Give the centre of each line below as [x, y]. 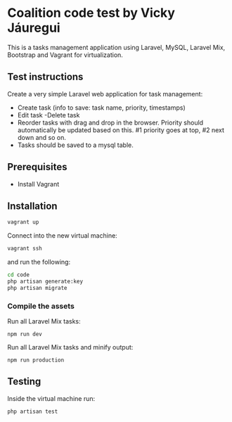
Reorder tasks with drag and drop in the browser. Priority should [110, 122]
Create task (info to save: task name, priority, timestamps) [102, 108]
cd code [19, 275]
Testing [24, 382]
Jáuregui [34, 28]
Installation [32, 206]
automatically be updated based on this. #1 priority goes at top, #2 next [121, 130]
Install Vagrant [38, 184]
